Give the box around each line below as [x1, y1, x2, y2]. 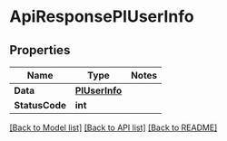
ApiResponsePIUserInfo [9, 6, 194, 27]
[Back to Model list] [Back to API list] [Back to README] [9, 122, 218, 133]
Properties [9, 42, 71, 58]
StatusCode [14, 99, 66, 111]
